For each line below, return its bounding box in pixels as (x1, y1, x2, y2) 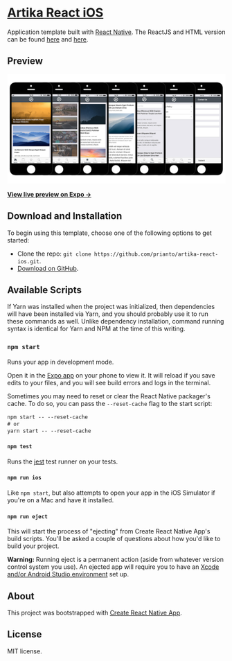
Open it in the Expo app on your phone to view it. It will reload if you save (7, 371, 216, 379)
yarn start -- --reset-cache (7, 428, 91, 434)
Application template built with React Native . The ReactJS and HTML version (7, 28, 226, 36)
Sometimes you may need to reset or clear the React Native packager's (7, 391, 211, 400)
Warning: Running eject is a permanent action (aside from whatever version (7, 556, 224, 564)
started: (7, 236, 30, 244)
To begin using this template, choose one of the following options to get (7, 229, 213, 237)
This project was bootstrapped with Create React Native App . (7, 608, 182, 617)
